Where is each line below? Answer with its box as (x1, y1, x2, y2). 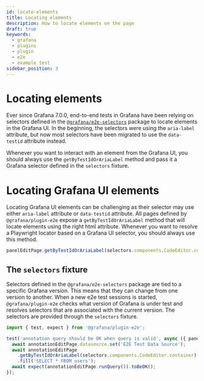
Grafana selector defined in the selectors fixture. (6, 162, 129, 170)
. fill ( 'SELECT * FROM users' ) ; (17, 358, 97, 365)
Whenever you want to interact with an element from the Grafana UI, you (6, 149, 188, 157)
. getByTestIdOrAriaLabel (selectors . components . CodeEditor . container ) (17, 352, 197, 359)
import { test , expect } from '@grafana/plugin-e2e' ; (6, 324, 146, 331)
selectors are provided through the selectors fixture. (6, 312, 138, 320)
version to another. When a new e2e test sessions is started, (6, 293, 158, 301)
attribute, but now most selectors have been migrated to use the (6, 131, 167, 139)
